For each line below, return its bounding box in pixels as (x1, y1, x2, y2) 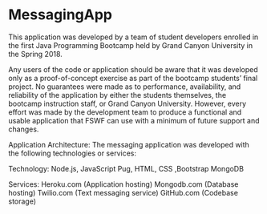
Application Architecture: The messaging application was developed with (8, 139, 250, 149)
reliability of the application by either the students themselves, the (8, 90, 227, 99)
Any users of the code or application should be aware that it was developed (8, 64, 258, 74)
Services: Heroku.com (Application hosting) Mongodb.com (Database (8, 179, 239, 189)
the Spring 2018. (8, 49, 63, 59)
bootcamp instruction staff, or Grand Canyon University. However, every (8, 99, 247, 108)
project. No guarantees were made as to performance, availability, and (8, 82, 241, 91)
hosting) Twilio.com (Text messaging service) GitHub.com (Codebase (8, 188, 239, 197)
